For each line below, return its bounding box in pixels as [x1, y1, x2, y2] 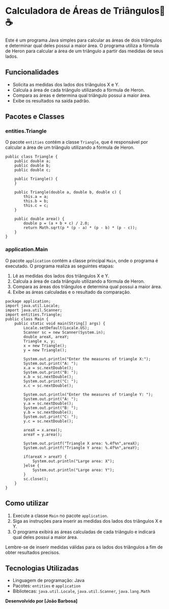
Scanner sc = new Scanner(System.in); [23, 330, 106, 335]
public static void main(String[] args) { [14, 321, 106, 326]
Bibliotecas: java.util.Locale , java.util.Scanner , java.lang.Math [12, 588, 151, 594]
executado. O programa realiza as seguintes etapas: [5, 263, 114, 269]
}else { [23, 463, 40, 468]
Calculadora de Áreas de [5, 5, 112, 17]
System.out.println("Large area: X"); [32, 458, 115, 464]
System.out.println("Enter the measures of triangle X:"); [23, 356, 151, 361]
